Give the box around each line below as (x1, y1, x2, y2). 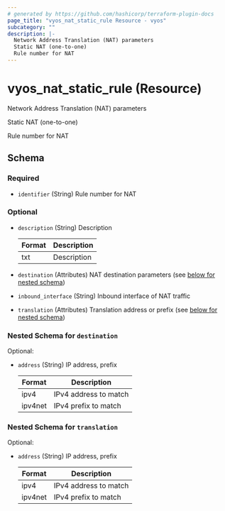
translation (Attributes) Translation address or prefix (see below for (17, 305, 218, 314)
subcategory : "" (7, 23, 55, 31)
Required (7, 173, 40, 183)
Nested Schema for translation (7, 422, 119, 432)
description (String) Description (17, 223, 112, 231)
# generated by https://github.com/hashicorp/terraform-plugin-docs (7, 10, 214, 18)
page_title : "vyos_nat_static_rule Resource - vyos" (7, 17, 167, 24)
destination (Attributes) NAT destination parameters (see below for (17, 270, 215, 279)
